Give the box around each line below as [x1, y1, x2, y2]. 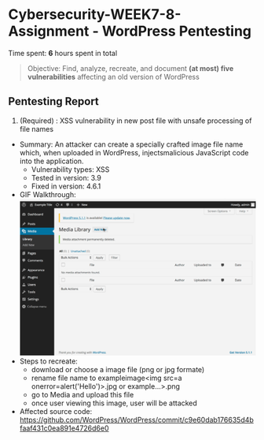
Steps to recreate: [19, 356, 79, 366]
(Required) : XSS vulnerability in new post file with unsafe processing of [19, 116, 252, 125]
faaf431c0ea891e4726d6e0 [19, 423, 109, 433]
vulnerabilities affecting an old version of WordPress [27, 72, 200, 81]
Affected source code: [19, 407, 93, 416]
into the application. [19, 156, 84, 166]
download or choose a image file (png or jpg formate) [31, 365, 205, 375]
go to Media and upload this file [31, 390, 134, 400]
